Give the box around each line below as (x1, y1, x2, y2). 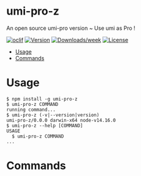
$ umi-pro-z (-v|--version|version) (6, 111, 99, 118)
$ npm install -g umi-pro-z (6, 96, 78, 102)
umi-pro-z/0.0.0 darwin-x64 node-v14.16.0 (6, 117, 116, 123)
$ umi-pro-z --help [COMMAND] (6, 122, 84, 128)
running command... (6, 107, 56, 113)
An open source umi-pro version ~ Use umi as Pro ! (6, 24, 136, 32)
